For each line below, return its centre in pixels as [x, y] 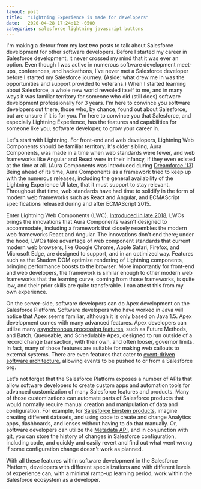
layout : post [22, 12]
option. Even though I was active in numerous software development [91, 65]
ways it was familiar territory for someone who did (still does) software [94, 97]
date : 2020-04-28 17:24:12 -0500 [51, 23]
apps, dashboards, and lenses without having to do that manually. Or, [92, 424]
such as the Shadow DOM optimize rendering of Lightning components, [95, 260]
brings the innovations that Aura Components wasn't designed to [87, 222]
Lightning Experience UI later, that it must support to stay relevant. [88, 185]
